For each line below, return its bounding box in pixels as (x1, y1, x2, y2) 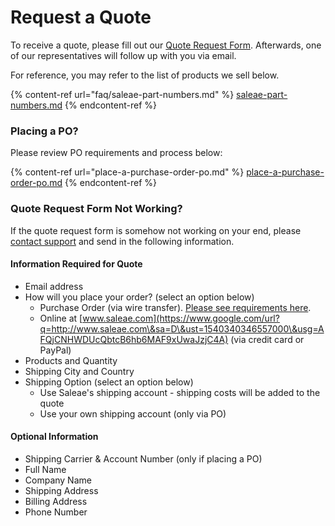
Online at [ (39, 312, 83, 324)
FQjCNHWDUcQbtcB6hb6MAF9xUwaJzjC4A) (39, 333, 229, 345)
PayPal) (39, 344, 72, 356)
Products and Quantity (24, 354, 118, 366)
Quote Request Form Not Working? (10, 202, 183, 216)
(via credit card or (230, 333, 305, 345)
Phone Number (24, 506, 88, 518)
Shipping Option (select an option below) (24, 376, 194, 388)
